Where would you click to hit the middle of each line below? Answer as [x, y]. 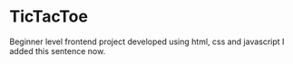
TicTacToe [49, 17]
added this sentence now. [58, 50]
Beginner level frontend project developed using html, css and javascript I [147, 41]
